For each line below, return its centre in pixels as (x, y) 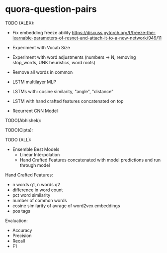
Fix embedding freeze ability (42, 32)
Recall (19, 241)
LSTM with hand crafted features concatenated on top (68, 101)
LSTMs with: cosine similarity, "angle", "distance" (63, 91)
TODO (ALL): (18, 139)
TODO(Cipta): (19, 130)
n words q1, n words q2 (36, 184)
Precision (22, 236)
